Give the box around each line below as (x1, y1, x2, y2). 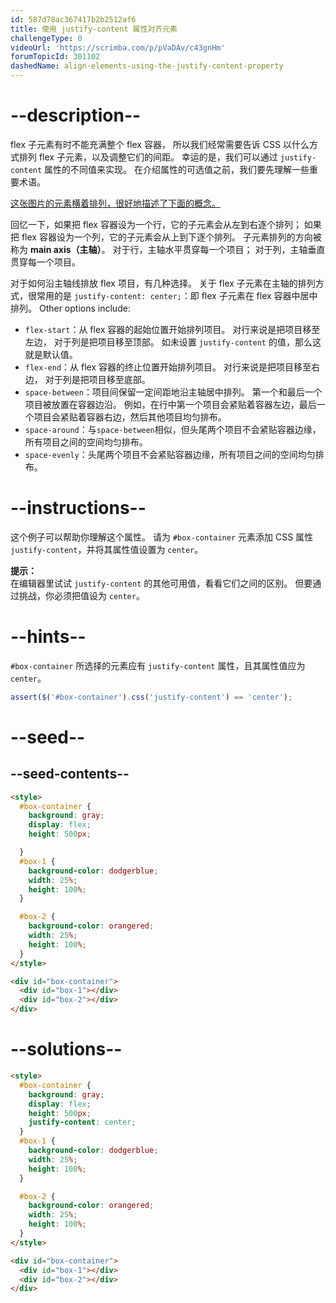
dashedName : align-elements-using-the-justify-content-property (10, 61, 284, 71)
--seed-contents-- (10, 766, 130, 783)
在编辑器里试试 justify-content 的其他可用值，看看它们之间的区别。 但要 (10, 577, 313, 589)
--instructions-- (10, 497, 147, 520)
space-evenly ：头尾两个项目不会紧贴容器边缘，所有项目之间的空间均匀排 (24, 448, 325, 460)
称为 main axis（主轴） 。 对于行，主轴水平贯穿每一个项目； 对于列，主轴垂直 (10, 243, 326, 255)
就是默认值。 (24, 348, 78, 360)
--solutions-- (10, 1038, 123, 1061)
